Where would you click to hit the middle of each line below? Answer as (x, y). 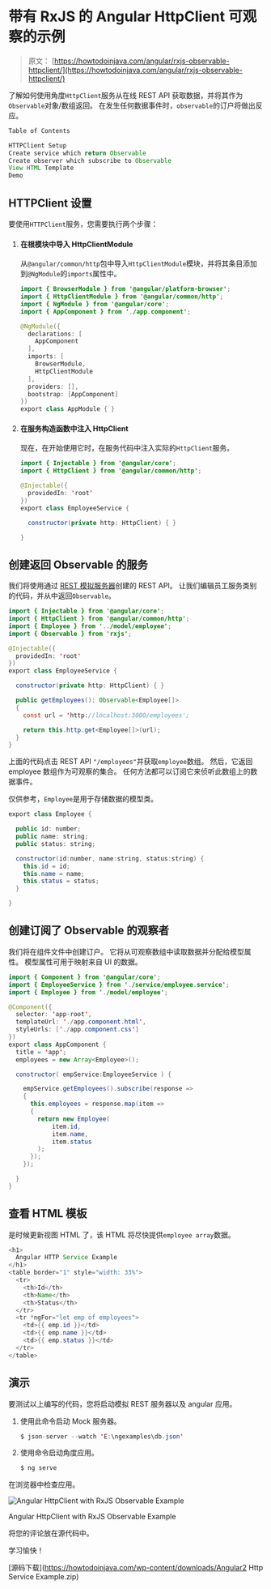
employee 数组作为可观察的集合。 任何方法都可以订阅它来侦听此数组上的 (129, 771)
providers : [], (53, 387)
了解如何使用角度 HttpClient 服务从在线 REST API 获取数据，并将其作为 (126, 95)
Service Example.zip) (44, 1577)
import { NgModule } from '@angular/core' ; (95, 304)
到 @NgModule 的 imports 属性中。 (70, 274)
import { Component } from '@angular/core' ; (85, 977)
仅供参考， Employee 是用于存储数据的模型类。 (83, 799)
